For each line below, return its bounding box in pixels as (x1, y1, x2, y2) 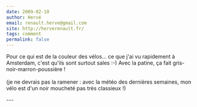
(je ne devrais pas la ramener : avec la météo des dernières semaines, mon (6, 78, 192, 85)
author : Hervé (6, 14, 42, 20)
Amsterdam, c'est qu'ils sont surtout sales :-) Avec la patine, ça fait (6, 59, 172, 66)
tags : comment (6, 31, 42, 37)
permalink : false (6, 36, 50, 42)
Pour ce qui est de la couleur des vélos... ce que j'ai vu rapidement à (6, 53, 175, 60)
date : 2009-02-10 (6, 8, 50, 15)
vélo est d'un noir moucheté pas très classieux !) (6, 85, 126, 91)
